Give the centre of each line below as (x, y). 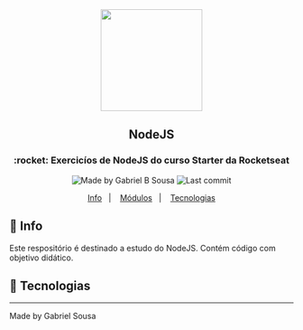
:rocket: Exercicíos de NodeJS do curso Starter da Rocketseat (151, 160)
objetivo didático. (41, 258)
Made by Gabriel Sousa (53, 316)
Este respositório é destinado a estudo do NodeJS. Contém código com (143, 248)
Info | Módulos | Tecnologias (151, 197)
